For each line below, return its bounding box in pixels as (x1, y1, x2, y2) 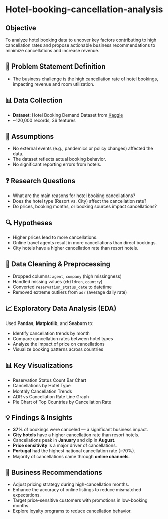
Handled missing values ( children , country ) (12, 278, 103, 284)
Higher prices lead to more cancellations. (12, 234, 98, 240)
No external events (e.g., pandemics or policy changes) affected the (12, 145, 154, 152)
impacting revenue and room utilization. (12, 81, 95, 87)
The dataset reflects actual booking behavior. (12, 156, 106, 162)
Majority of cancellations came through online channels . (12, 453, 130, 460)
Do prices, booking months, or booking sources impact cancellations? (12, 203, 157, 210)
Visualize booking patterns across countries (12, 346, 104, 352)
